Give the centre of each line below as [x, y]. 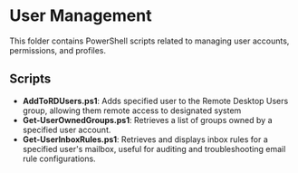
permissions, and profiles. [58, 50]
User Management [81, 16]
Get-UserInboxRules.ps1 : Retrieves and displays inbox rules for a [145, 139]
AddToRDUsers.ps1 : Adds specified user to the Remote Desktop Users [155, 101]
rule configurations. [59, 159]
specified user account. [67, 130]
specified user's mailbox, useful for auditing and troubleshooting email [154, 149]
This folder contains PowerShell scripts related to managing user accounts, [149, 41]
